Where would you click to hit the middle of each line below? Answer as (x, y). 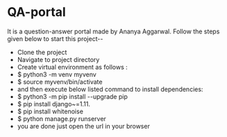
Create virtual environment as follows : (73, 67)
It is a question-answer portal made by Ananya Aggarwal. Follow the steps (113, 31)
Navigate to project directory (58, 59)
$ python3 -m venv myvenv (57, 74)
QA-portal (36, 12)
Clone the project (42, 52)
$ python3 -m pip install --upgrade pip (73, 96)
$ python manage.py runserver (61, 118)
